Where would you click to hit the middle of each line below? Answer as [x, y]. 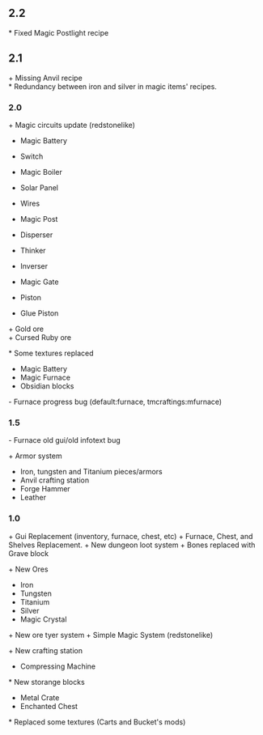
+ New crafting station [46, 650]
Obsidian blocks [47, 386]
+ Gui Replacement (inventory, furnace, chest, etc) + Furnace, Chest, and [131, 536]
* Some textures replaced [51, 353]
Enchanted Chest [49, 706]
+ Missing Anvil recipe [45, 78]
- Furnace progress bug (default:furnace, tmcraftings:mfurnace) [115, 401]
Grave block [29, 553]
